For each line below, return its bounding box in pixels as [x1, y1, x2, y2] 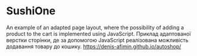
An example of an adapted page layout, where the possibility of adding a [6, 24, 185, 31]
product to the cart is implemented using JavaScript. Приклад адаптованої [6, 30, 191, 37]
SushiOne [6, 4, 56, 18]
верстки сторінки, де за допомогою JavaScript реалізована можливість [6, 36, 189, 43]
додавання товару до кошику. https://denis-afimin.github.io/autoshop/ [6, 43, 182, 50]
